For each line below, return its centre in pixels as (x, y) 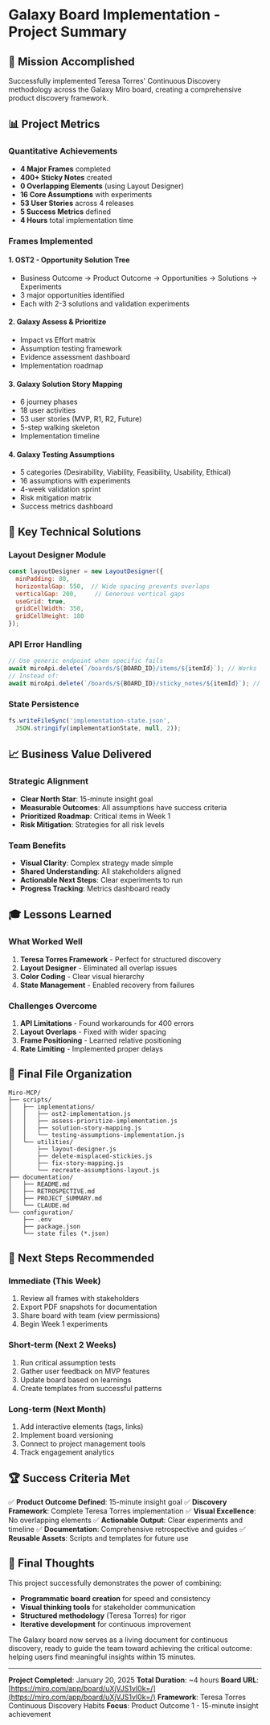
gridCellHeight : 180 (50, 616)
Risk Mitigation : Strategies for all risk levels (92, 824)
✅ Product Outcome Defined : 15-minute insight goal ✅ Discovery (118, 1501)
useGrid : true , (41, 601)
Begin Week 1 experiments (64, 1324)
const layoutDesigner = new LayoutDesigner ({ (86, 572)
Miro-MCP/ (25, 1093)
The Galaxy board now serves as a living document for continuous (118, 1640)
